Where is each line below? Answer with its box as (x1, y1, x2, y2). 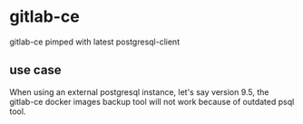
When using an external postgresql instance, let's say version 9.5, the (9, 86, 269, 97)
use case (9, 62, 62, 78)
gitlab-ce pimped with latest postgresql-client (9, 36, 180, 47)
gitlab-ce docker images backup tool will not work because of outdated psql (9, 96, 295, 107)
